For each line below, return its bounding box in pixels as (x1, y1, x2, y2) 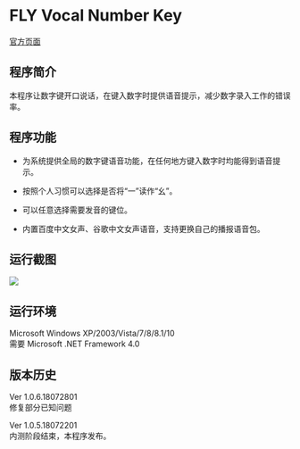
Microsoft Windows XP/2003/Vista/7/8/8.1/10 (9, 328, 175, 339)
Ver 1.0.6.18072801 (9, 392, 78, 402)
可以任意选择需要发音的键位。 (21, 204, 132, 215)
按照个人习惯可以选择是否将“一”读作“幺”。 (21, 185, 178, 196)
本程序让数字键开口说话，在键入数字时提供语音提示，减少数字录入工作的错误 (9, 90, 291, 101)
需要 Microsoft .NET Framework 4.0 (9, 338, 140, 349)
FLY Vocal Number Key (9, 5, 183, 26)
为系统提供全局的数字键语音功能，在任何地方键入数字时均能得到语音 (21, 155, 273, 166)
